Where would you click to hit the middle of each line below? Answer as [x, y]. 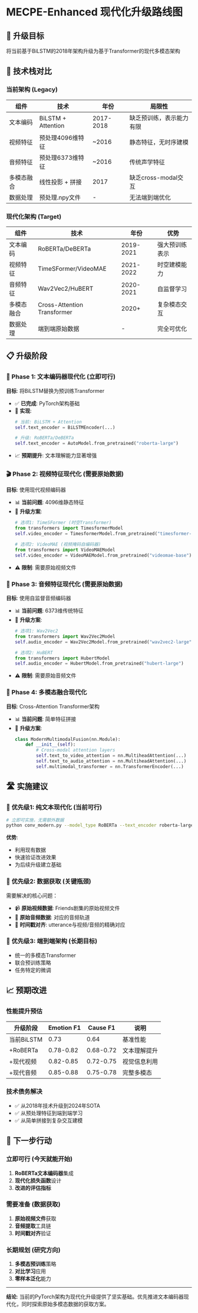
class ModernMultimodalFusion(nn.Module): [67, 739]
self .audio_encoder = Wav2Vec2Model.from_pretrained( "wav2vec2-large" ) [104, 642]
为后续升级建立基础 [38, 865]
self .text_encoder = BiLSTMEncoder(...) [65, 427]
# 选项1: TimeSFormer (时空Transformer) [63, 523]
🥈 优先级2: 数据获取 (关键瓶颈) [49, 881]
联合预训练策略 [33, 963]
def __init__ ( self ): [51, 745]
